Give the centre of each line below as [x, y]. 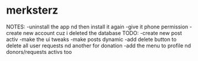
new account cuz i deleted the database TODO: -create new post [103, 33]
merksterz [32, 10]
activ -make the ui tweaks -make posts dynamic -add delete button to [91, 39]
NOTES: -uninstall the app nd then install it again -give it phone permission [97, 27]
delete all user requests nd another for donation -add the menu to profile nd [99, 46]
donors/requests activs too [39, 52]
